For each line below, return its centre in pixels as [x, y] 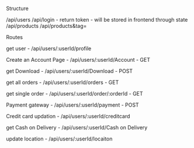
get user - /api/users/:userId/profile [49, 48]
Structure [18, 8]
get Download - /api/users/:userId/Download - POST [70, 71]
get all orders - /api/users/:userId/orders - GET [63, 82]
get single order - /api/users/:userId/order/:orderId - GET [75, 94]
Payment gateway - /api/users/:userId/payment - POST [72, 105]
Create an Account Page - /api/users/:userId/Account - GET [78, 60]
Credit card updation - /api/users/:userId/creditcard [68, 116]
